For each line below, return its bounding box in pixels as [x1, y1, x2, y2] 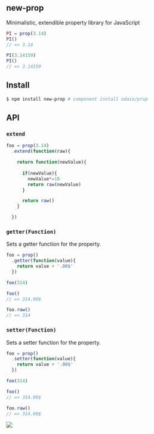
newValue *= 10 [27, 176, 60, 182]
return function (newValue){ [17, 159, 87, 165]
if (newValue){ [21, 170, 58, 176]
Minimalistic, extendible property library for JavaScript [6, 19, 140, 26]
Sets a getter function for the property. [6, 240, 101, 248]
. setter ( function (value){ [11, 356, 76, 362]
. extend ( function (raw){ [11, 148, 70, 155]
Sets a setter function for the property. [6, 339, 101, 346]
